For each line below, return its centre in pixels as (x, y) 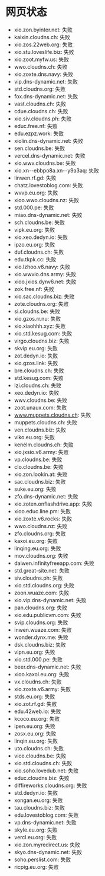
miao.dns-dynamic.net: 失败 (48, 215)
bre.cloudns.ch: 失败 (39, 370)
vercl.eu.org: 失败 (35, 837)
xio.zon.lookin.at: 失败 (41, 474)
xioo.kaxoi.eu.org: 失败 (42, 674)
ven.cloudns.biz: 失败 (40, 430)
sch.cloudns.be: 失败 (40, 222)
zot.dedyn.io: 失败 (36, 356)
